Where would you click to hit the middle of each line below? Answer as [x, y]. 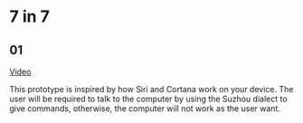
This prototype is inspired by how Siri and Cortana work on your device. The [151, 89]
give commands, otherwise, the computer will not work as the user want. [145, 109]
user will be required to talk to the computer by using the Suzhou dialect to [148, 99]
